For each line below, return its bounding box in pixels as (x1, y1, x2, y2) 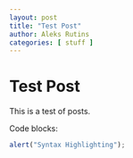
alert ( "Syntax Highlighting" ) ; (9, 140, 126, 150)
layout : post (9, 12, 58, 22)
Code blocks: (9, 123, 58, 134)
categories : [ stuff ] (9, 37, 94, 47)
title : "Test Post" (9, 21, 82, 30)
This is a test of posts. (9, 106, 91, 117)
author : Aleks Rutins (9, 29, 90, 38)
